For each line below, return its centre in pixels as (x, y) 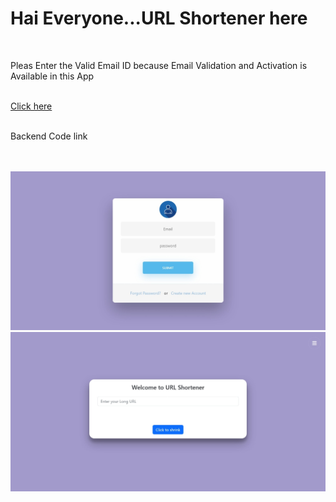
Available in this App (52, 76)
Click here (31, 106)
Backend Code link (49, 136)
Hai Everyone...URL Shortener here (159, 18)
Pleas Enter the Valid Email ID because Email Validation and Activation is (159, 65)
